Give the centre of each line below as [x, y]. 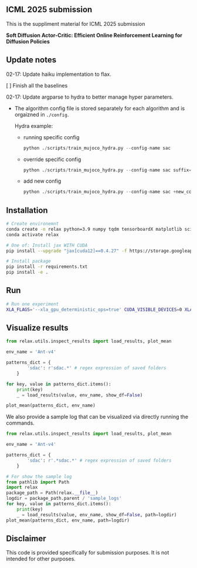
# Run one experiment [33, 304]
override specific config [52, 159]
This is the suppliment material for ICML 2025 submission [76, 23]
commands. [21, 423]
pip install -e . [27, 273]
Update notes [31, 60]
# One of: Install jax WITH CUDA [47, 245]
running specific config [51, 137]
